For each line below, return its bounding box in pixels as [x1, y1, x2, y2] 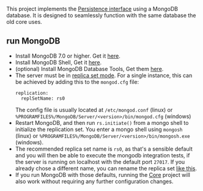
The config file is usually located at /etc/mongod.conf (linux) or [15, 106, 173, 113]
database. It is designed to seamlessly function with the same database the [6, 12, 197, 19]
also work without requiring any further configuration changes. [15, 178, 174, 185]
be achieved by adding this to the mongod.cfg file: [15, 78, 139, 85]
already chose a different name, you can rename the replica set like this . [15, 165, 197, 172]
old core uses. [6, 18, 43, 25]
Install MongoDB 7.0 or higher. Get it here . [15, 52, 120, 59]
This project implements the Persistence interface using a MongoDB [6, 6, 179, 12]
